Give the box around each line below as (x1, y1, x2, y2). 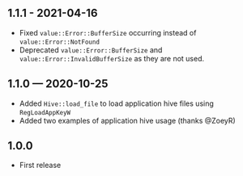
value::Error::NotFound (19, 38, 100, 46)
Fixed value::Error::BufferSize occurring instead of (19, 27, 197, 37)
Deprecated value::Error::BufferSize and (19, 44, 163, 55)
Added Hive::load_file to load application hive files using (19, 98, 214, 108)
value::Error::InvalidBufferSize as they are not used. (19, 53, 205, 63)
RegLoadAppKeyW (19, 108, 71, 116)
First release (19, 161, 62, 170)
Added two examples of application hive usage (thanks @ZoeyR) (19, 115, 236, 125)
